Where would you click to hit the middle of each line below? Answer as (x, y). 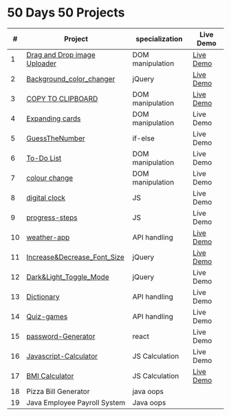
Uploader (42, 63)
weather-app (48, 237)
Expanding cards (54, 118)
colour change (50, 178)
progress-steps (52, 217)
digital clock (46, 198)
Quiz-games (47, 316)
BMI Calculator (50, 375)
